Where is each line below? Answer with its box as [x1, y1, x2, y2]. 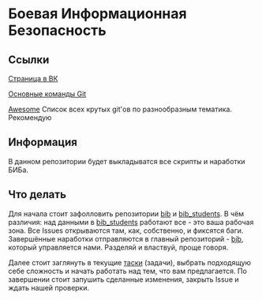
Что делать [8, 188, 67, 201]
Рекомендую [8, 113, 52, 122]
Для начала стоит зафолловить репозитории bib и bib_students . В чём [8, 208, 245, 218]
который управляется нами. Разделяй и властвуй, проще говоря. [8, 242, 229, 252]
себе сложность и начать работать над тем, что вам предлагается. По [8, 266, 247, 276]
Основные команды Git [8, 89, 87, 99]
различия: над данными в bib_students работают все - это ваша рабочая [8, 217, 254, 227]
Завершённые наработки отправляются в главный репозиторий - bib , [8, 234, 244, 243]
